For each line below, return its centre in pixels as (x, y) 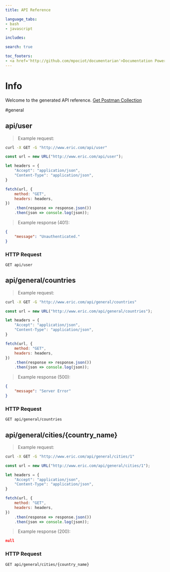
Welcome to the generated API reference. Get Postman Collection (74, 100)
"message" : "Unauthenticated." (47, 236)
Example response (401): (44, 222)
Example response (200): (44, 531)
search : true (19, 47)
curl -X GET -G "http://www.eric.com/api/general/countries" (71, 302)
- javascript (19, 28)
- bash (12, 24)
